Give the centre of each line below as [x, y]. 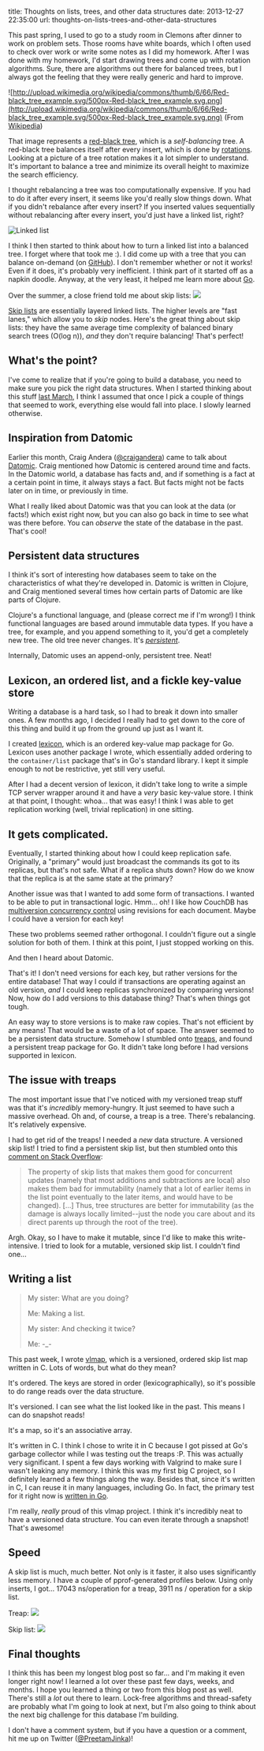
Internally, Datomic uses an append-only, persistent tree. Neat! [110, 656]
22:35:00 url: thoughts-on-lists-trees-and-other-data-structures [112, 20]
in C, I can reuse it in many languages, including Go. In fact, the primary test [131, 1487]
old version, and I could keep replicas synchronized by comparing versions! [131, 990]
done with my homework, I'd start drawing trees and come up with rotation [129, 60]
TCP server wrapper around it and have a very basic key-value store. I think [131, 793]
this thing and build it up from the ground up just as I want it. [106, 728]
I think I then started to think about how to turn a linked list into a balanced [128, 245]
